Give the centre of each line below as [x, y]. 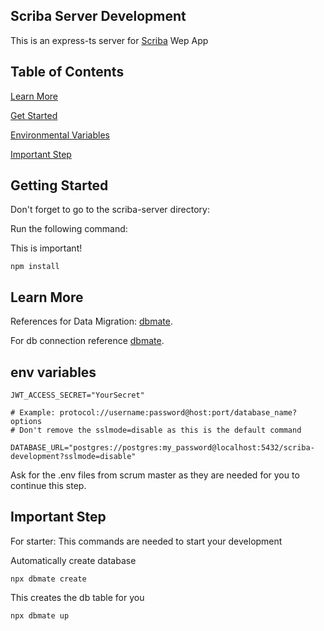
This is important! [46, 248]
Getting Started [59, 185]
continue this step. [48, 486]
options [26, 422]
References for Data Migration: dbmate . [91, 321]
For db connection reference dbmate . [87, 341]
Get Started [34, 115]
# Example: [33, 413]
